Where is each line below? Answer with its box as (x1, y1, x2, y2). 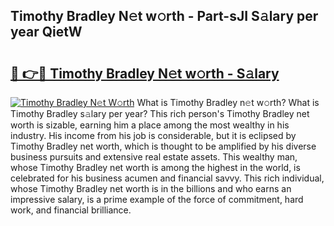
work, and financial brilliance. (10, 204, 132, 216)
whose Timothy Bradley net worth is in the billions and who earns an (10, 183, 292, 194)
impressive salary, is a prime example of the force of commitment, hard (10, 194, 304, 205)
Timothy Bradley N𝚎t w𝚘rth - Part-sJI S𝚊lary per (10, 8, 319, 25)
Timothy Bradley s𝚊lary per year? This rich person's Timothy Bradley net (10, 108, 310, 119)
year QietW (10, 24, 83, 41)
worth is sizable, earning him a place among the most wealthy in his (10, 119, 290, 131)
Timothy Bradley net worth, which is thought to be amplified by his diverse (10, 140, 317, 152)
